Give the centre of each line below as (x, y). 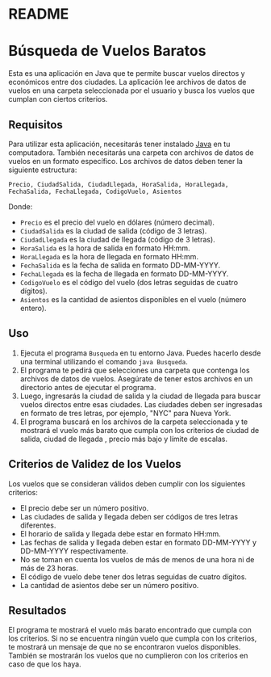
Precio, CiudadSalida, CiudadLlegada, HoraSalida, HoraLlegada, (119, 184)
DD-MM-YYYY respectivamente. (74, 551)
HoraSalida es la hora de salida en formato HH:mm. (105, 248)
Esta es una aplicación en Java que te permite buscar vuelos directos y (127, 74)
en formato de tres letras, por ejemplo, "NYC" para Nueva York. (125, 413)
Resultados (38, 610)
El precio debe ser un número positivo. (84, 508)
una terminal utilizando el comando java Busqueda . (104, 361)
